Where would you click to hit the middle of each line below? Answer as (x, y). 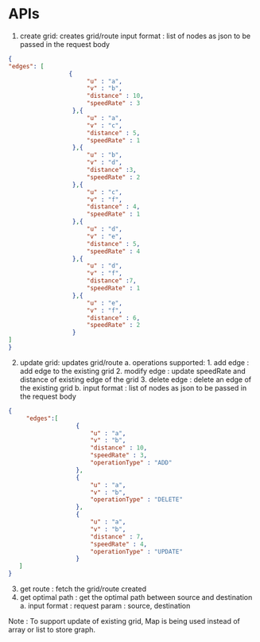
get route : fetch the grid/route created (83, 589)
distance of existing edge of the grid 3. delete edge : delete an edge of (136, 379)
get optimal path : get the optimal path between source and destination (136, 597)
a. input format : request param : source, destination (105, 606)
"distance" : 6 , (113, 318)
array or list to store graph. (52, 630)
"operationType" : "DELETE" (136, 500)
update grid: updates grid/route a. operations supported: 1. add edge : (134, 362)
